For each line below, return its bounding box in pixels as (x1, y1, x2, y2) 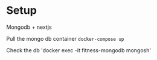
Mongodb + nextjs (6, 23, 53, 31)
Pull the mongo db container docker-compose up (6, 35, 124, 42)
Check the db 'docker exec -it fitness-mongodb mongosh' (6, 46, 152, 54)
